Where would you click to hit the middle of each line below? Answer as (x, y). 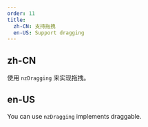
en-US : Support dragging (49, 33)
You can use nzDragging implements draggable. (74, 116)
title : (17, 20)
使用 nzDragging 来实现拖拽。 (49, 78)
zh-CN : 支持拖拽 (35, 26)
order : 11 (21, 13)
